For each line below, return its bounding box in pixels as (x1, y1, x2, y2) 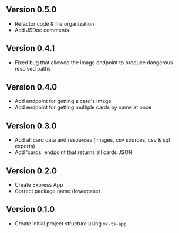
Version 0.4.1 (6, 43, 55, 53)
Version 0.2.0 (6, 166, 58, 176)
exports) (14, 143, 35, 150)
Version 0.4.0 (6, 82, 58, 92)
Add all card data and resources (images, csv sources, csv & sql (14, 136, 170, 143)
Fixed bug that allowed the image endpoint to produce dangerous (14, 59, 173, 66)
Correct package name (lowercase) (14, 187, 101, 195)
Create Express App (14, 181, 63, 189)
